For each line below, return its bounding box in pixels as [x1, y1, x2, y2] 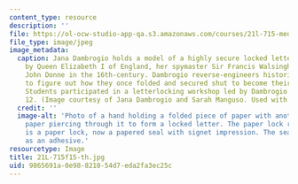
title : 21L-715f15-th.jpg [9, 152, 105, 162]
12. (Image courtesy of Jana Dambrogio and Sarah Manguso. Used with [25, 95, 288, 104]
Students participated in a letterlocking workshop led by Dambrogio [25, 87, 288, 96]
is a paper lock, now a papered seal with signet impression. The [25, 128, 276, 137]
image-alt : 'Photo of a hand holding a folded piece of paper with [17, 111, 272, 120]
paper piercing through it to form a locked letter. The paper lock [25, 120, 284, 129]
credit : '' [17, 103, 58, 112]
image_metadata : [9, 46, 69, 55]
